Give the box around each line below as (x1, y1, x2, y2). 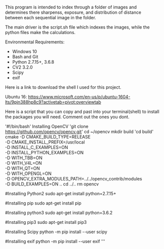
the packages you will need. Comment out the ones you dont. (5, 114, 130, 120)
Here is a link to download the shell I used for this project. (5, 84, 122, 90)
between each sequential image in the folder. (5, 15, 97, 20)
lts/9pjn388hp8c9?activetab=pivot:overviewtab (5, 99, 102, 105)
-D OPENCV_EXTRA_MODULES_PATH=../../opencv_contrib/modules (5, 176, 142, 181)
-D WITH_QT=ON (5, 165, 40, 171)
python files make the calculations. (5, 30, 76, 35)
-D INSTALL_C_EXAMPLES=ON (5, 144, 68, 150)
